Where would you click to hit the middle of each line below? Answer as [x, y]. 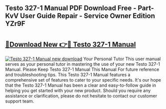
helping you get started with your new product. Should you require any [78, 91]
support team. [20, 101]
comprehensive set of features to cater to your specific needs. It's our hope [83, 80]
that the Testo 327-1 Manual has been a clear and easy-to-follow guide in [81, 85]
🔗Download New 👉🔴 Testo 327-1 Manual [70, 44]
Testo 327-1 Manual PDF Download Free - [71, 8]
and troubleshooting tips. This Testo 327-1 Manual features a [68, 75]
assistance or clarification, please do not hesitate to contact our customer [81, 96]
